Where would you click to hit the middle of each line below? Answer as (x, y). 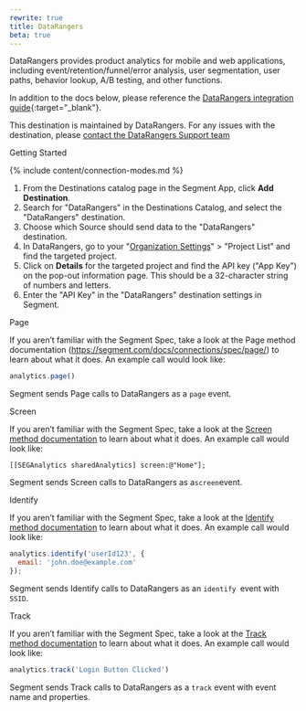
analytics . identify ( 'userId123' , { (77, 554)
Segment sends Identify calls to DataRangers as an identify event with (145, 588)
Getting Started (38, 153)
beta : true (30, 35)
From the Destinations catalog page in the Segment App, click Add (148, 188)
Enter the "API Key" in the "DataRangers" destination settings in (142, 295)
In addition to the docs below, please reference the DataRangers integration (152, 98)
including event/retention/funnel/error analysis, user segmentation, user (145, 70)
